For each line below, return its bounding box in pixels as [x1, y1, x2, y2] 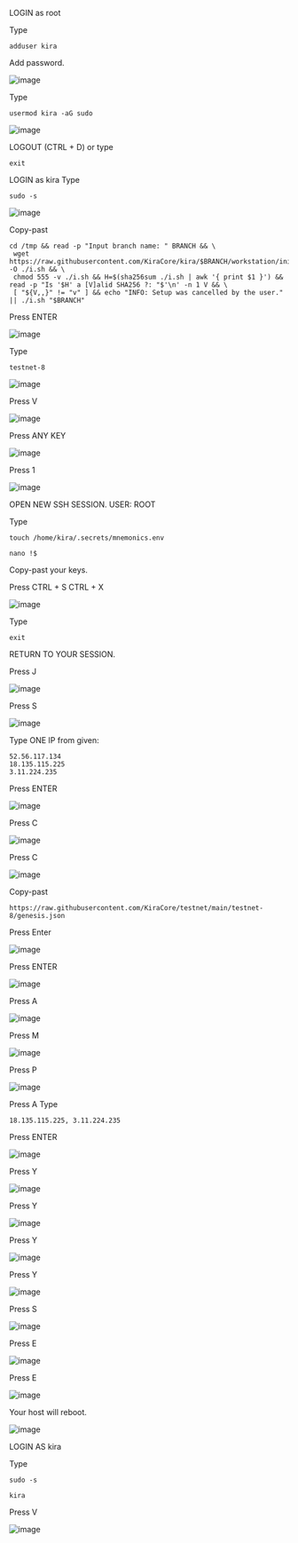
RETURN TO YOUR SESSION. [9, 649, 116, 660]
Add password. [9, 58, 65, 67]
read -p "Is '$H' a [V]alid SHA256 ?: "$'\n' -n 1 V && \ [9, 281, 228, 289]
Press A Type [9, 1099, 59, 1109]
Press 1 [9, 465, 35, 475]
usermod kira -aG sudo [9, 109, 93, 118]
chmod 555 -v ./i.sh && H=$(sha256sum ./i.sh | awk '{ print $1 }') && [12, 273, 284, 281]
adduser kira [9, 42, 58, 51]
